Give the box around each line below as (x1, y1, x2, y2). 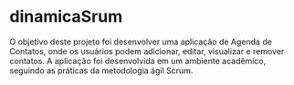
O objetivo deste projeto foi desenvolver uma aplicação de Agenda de (9, 36, 272, 47)
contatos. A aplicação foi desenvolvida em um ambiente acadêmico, (9, 55, 267, 66)
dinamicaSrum (9, 6, 123, 27)
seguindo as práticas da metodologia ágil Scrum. (9, 65, 194, 76)
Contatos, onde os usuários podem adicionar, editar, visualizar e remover (9, 45, 285, 56)
